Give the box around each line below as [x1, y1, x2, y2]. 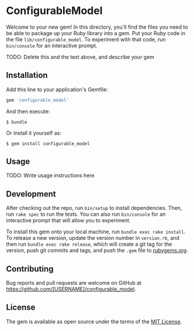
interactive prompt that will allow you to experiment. [6, 217, 131, 224]
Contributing [6, 264, 54, 274]
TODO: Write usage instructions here [6, 172, 95, 179]
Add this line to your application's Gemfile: [6, 86, 108, 93]
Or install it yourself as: [6, 129, 61, 136]
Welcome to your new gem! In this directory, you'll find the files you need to [6, 23, 188, 30]
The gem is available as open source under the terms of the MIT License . [6, 318, 182, 325]
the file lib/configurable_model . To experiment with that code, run [6, 36, 166, 43]
